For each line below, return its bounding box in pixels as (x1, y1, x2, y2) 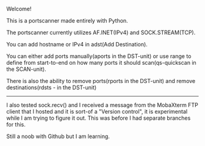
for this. (6, 121, 26, 128)
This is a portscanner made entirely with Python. (6, 17, 128, 24)
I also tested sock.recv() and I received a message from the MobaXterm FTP (6, 101, 198, 109)
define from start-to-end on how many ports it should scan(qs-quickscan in (6, 59, 196, 66)
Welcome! (6, 5, 32, 12)
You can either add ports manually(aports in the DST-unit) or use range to (6, 53, 192, 60)
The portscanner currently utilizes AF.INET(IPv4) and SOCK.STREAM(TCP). (6, 29, 196, 36)
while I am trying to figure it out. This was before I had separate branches (6, 114, 191, 122)
